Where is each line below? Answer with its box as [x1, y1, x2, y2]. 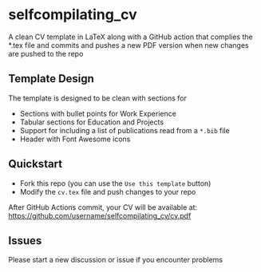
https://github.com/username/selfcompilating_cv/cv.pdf [8, 211, 192, 220]
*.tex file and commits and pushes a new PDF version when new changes [8, 40, 249, 49]
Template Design [8, 72, 94, 85]
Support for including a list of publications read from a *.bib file [19, 125, 230, 135]
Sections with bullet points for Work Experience [19, 108, 177, 118]
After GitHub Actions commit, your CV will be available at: [8, 202, 198, 212]
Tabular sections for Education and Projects [19, 117, 164, 127]
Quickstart [8, 157, 63, 171]
